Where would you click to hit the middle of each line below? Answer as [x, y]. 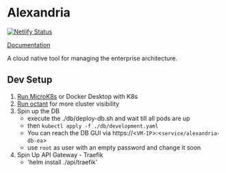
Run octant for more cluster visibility [68, 104]
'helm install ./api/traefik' [62, 162]
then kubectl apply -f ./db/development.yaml [93, 126]
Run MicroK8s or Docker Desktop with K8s [77, 96]
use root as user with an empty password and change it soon [114, 147]
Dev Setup [30, 80]
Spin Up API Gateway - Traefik [60, 154]
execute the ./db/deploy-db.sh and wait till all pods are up [109, 118]
